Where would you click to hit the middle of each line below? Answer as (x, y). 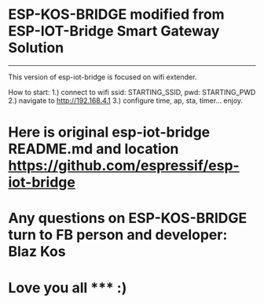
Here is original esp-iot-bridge (109, 132)
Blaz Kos (37, 252)
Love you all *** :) (68, 288)
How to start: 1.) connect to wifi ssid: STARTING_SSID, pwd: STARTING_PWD (132, 92)
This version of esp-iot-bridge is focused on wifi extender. (103, 77)
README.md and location (93, 149)
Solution (36, 48)
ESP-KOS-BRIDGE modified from (117, 15)
